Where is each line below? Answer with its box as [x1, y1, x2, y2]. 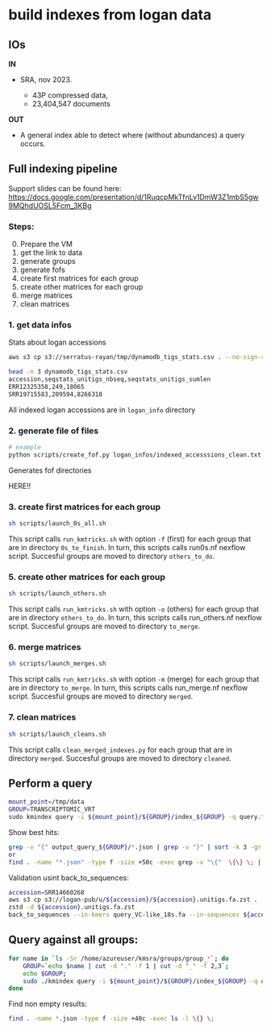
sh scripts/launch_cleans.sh [8, 730, 106, 738]
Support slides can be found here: [8, 183, 122, 193]
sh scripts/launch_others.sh [8, 590, 106, 598]
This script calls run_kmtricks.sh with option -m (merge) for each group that [8, 674, 260, 684]
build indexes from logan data [8, 6, 212, 24]
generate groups [19, 257, 76, 266]
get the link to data [19, 248, 83, 257]
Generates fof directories [8, 465, 92, 475]
